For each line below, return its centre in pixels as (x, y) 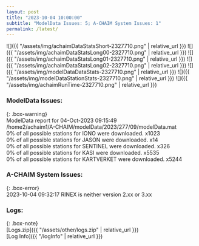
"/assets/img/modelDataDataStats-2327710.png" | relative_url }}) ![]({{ (102, 72)
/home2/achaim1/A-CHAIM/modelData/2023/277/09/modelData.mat (92, 127)
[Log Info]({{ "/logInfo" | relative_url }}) (55, 236)
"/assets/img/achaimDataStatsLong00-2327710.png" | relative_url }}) (100, 53)
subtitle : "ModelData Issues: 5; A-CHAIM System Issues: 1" (84, 23)
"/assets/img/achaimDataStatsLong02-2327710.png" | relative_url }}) (100, 66)
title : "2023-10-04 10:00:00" (45, 18)
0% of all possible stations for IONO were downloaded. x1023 (83, 133)
